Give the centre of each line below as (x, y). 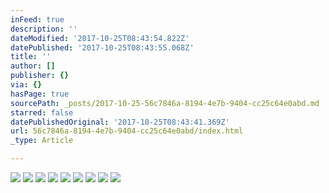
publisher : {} (40, 76)
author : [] (33, 66)
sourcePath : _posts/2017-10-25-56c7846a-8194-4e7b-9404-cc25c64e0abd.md (165, 103)
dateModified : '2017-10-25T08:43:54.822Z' (100, 38)
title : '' (31, 57)
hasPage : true (40, 94)
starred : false (42, 112)
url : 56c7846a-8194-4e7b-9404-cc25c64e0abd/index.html (127, 131)
